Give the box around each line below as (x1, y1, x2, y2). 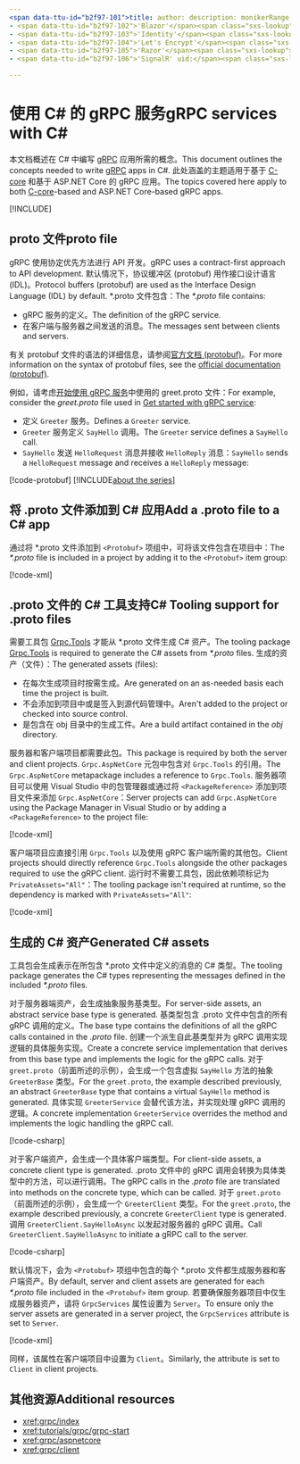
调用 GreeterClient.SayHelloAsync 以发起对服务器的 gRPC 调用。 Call (9, 1219, 262, 1230)
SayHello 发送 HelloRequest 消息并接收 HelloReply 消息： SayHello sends (21, 447, 288, 458)
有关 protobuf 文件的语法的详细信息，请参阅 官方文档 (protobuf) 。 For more (9, 349, 283, 360)
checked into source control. (21, 709, 129, 720)
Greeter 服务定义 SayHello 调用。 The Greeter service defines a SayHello (21, 426, 288, 437)
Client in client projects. (9, 1363, 99, 1375)
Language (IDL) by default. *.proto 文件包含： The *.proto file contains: (9, 290, 266, 301)
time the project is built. (21, 688, 110, 699)
